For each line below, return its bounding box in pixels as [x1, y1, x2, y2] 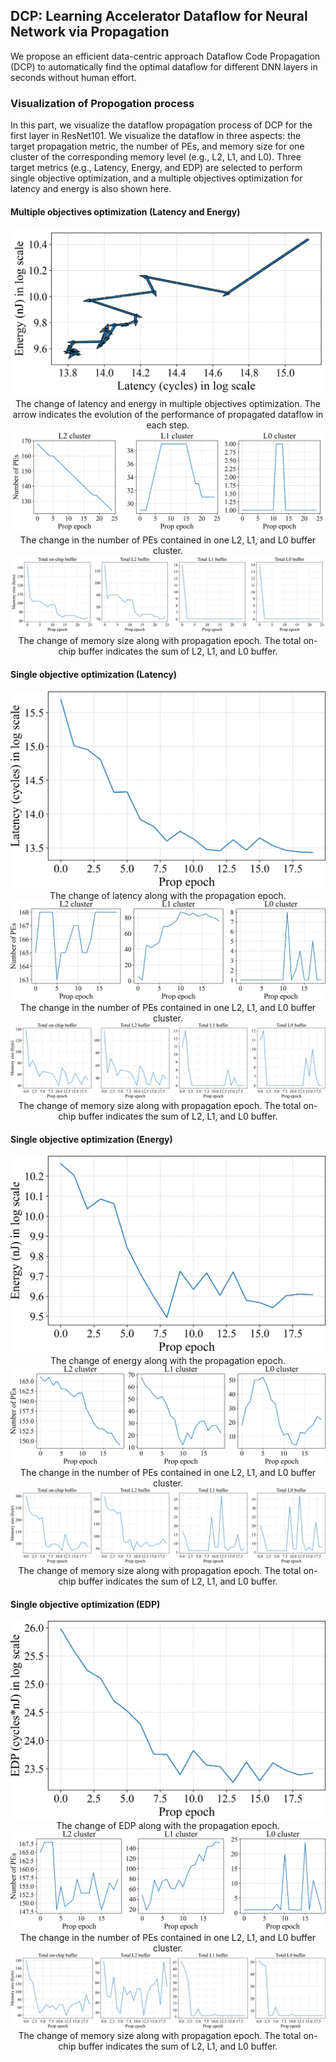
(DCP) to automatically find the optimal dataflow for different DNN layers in [10, 60, 318, 73]
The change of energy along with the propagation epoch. [49, 1354, 287, 1366]
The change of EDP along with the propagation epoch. [56, 1819, 280, 1831]
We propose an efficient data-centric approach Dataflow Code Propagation [10, 50, 321, 62]
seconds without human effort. [10, 71, 137, 83]
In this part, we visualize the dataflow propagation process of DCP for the [10, 119, 313, 131]
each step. [146, 419, 190, 431]
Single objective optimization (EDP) [10, 1598, 161, 1610]
